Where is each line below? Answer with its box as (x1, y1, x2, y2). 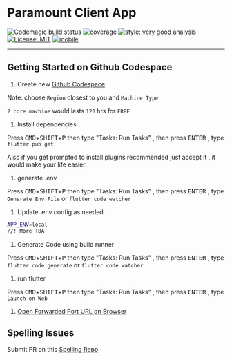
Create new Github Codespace (17, 79, 106, 88)
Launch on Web (7, 295, 48, 302)
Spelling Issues (7, 327, 75, 339)
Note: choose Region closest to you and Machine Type (7, 93, 159, 102)
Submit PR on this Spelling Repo (7, 345, 99, 354)
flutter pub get (7, 140, 54, 148)
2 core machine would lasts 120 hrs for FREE (7, 106, 130, 115)
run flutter (17, 274, 46, 283)
